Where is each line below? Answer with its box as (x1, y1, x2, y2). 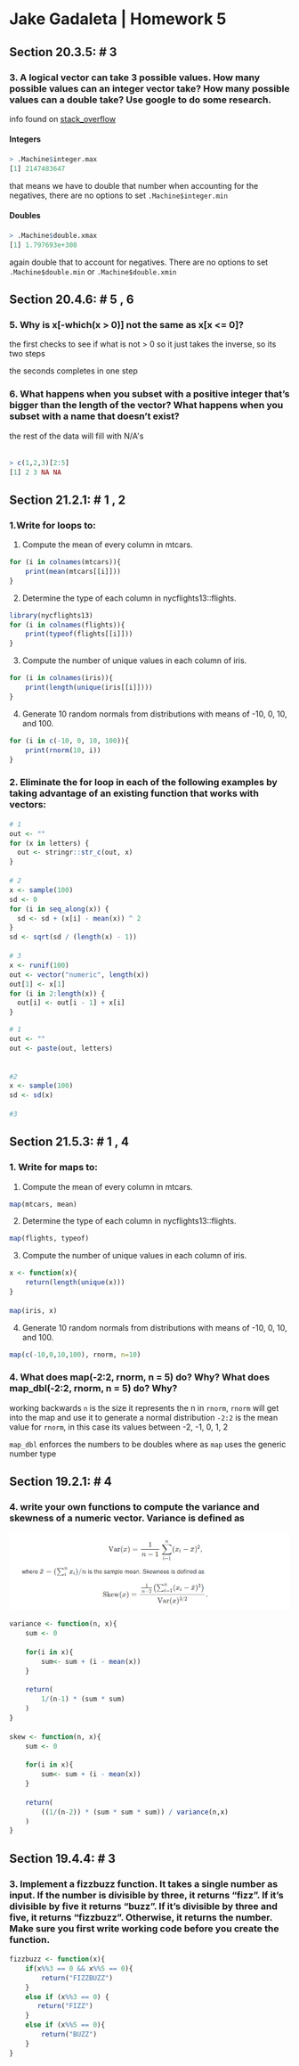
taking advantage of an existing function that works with (9, 787, 260, 799)
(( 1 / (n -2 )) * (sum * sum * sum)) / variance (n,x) (41, 1808, 229, 1816)
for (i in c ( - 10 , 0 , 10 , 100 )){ (9, 736, 129, 745)
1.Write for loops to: (9, 519, 96, 531)
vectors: (9, 799, 47, 811)
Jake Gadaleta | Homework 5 (9, 9, 227, 29)
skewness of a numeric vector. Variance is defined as (9, 1512, 245, 1524)
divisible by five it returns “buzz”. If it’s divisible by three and (9, 1899, 278, 1912)
